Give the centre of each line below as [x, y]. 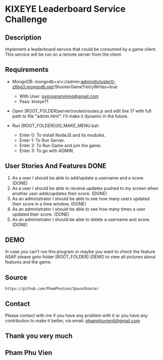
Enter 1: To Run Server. [42, 140]
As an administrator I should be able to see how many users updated [81, 199]
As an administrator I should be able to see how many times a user [79, 209]
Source [16, 277]
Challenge [26, 19]
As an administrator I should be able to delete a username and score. [81, 219]
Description [23, 37]
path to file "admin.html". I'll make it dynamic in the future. [70, 116]
